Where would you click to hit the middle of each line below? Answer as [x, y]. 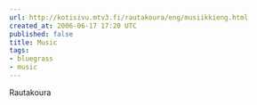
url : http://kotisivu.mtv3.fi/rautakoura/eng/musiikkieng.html [129, 17]
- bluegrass [31, 59]
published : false [41, 34]
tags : [19, 51]
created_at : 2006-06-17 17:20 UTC [73, 26]
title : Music [33, 42]
